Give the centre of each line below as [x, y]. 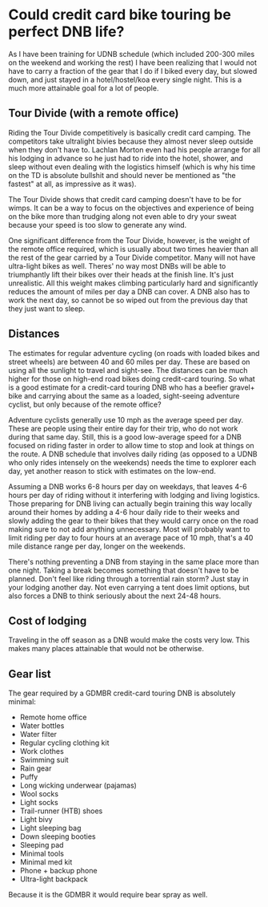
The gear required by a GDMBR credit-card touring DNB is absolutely [122, 693]
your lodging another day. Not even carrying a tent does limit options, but [129, 587]
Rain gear [36, 768]
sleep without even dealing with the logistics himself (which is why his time [132, 167]
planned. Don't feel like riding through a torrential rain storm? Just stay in [129, 578]
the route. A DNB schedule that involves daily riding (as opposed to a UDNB [133, 454]
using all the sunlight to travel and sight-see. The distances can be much [128, 370]
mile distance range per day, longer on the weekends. [97, 546]
